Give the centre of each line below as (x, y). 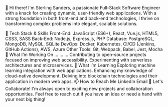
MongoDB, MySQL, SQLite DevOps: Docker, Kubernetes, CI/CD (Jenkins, (80, 44)
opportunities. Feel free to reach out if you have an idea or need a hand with (84, 94)
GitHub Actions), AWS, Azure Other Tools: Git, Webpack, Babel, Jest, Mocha (84, 49)
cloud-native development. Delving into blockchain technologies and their (81, 76)
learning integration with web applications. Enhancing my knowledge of (79, 70)
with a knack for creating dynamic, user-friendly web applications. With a (81, 13)
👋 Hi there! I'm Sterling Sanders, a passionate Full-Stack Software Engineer (83, 8)
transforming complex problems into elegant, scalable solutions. (71, 23)
